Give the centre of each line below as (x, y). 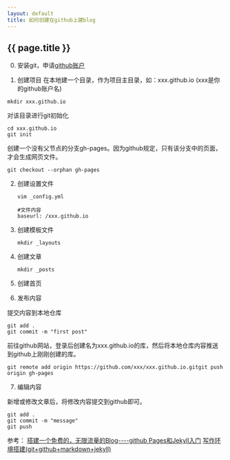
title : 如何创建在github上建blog (51, 20)
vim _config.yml (40, 197)
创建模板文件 (35, 230)
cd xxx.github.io (32, 128)
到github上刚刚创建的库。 (43, 354)
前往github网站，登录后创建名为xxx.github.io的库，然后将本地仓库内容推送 (113, 345)
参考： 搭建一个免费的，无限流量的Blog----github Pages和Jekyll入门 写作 (111, 441)
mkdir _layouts (39, 243)
